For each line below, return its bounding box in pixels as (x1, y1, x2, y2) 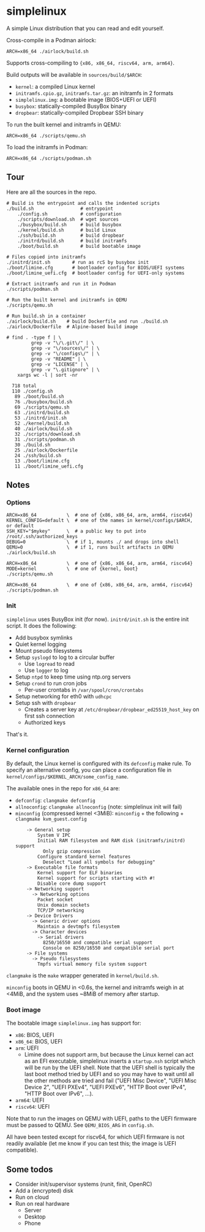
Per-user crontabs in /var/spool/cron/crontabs (24, 686, 144, 693)
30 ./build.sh (14, 442, 51, 448)
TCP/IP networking (37, 907, 84, 914)
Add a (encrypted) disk (15, 1187, 73, 1195)
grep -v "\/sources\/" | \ (31, 345, 100, 351)
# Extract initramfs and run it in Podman (6, 280, 116, 287)
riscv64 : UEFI (15, 1103, 50, 1111)
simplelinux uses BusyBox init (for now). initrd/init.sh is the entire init (6, 615, 189, 623)
